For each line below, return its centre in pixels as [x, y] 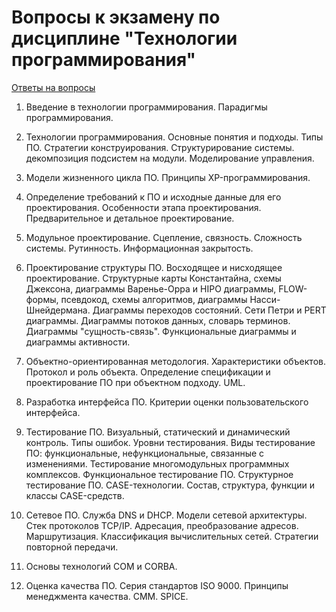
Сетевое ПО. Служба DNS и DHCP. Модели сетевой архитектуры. [166, 515]
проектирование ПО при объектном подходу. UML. [135, 382]
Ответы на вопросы [53, 87]
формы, [42, 299]
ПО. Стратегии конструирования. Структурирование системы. [160, 147]
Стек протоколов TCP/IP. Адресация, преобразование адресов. [162, 525]
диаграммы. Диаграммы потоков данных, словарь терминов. [158, 320]
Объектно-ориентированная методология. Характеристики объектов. [175, 361]
